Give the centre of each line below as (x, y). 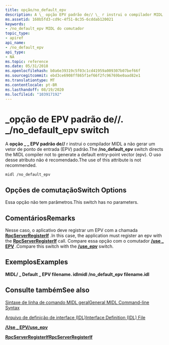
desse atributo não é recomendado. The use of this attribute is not (73, 160)
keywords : (16, 24)
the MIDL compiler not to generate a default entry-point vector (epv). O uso (83, 155)
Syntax (13, 308)
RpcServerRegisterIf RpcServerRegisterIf (49, 337)
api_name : (16, 43)
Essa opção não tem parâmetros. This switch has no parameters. (72, 202)
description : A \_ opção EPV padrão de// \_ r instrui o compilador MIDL (84, 15)
